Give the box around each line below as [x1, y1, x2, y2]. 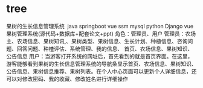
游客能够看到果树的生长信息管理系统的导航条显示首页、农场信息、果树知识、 [6, 60, 197, 68]
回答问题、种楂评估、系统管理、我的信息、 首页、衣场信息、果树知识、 [16, 45, 193, 52]
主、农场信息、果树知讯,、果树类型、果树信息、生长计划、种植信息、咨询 [6, 37, 188, 45]
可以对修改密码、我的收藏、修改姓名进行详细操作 [6, 75, 128, 83]
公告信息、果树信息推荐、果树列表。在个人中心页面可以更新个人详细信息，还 [6, 68, 197, 75]
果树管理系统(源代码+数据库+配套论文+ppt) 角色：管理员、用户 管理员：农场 [6, 30, 196, 37]
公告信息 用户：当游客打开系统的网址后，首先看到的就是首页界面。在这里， [6, 52, 193, 60]
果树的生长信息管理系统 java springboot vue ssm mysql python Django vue [6, 22, 194, 30]
